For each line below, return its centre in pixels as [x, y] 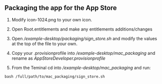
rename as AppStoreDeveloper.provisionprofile [58, 58]
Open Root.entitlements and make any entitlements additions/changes [82, 29]
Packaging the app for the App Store [61, 8]
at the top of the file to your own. [45, 44]
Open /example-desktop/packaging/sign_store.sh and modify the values [84, 38]
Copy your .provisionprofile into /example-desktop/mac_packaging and [83, 53]
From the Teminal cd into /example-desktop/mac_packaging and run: [81, 67]
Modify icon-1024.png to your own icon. [52, 19]
